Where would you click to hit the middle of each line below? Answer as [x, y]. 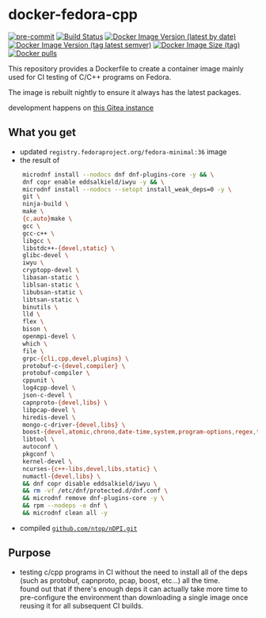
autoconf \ [40, 447]
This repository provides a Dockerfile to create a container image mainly [126, 68]
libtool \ [39, 440]
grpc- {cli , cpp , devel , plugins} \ [76, 358]
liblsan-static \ [51, 285]
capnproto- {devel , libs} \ [65, 402]
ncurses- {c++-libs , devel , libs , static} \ [90, 468]
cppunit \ [39, 381]
